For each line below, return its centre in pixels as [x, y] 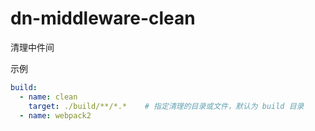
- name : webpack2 [55, 115]
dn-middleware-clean [103, 18]
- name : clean [48, 97]
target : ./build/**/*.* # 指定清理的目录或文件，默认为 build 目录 [166, 106]
